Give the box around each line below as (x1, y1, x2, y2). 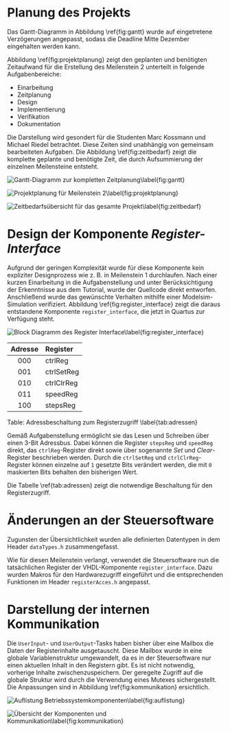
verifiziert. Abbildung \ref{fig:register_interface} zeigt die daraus (38, 300, 221, 308)
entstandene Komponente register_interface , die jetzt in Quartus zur (7, 307, 205, 315)
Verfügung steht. (7, 314, 55, 323)
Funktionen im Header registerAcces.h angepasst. (7, 577, 151, 586)
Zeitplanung (16, 91, 51, 99)
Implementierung (16, 105, 66, 113)
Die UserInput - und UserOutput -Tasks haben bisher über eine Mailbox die (7, 639, 214, 647)
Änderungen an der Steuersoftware (7, 513, 214, 528)
